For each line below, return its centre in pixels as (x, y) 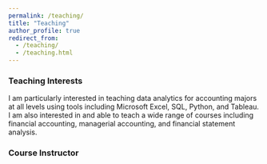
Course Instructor (44, 153)
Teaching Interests (46, 81)
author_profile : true (44, 30)
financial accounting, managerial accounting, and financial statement (122, 124)
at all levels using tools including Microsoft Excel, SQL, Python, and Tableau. (134, 107)
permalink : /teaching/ (46, 16)
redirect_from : (34, 38)
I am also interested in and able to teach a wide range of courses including (131, 115)
